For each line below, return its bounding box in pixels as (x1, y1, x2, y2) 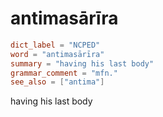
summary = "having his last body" (10, 58, 155, 69)
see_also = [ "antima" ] (10, 77, 105, 87)
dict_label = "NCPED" (10, 40, 101, 50)
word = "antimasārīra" (10, 49, 105, 59)
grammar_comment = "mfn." (10, 68, 118, 78)
